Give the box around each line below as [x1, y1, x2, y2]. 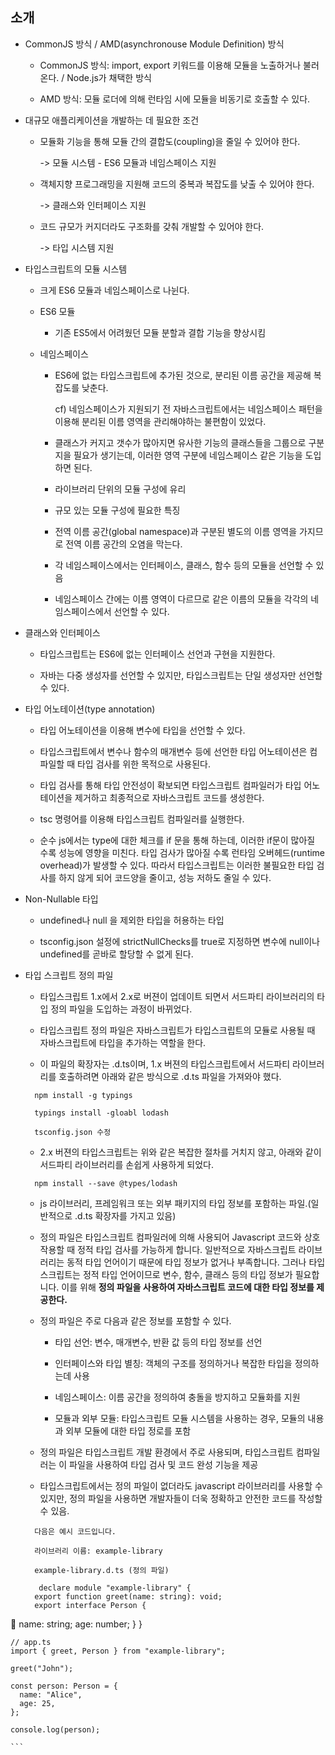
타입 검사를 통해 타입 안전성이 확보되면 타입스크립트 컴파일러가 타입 [39, 779, 302, 791]
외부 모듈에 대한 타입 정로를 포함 [65, 1424, 192, 1437]
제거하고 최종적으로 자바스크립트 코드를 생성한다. [74, 791, 265, 803]
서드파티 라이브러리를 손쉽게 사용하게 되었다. [39, 1158, 214, 1170]
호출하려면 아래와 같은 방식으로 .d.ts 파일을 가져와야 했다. [58, 1070, 282, 1082]
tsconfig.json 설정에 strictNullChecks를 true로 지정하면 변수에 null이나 [39, 935, 320, 947]
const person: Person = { [10, 1681, 118, 1691]
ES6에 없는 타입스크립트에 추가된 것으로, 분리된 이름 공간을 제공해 [54, 369, 312, 381]
